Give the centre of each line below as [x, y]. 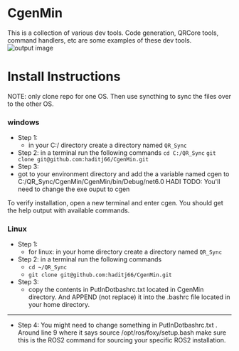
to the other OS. [31, 104]
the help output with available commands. [69, 210]
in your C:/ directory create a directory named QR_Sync [107, 145]
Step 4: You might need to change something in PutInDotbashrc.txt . [118, 325]
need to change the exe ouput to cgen [74, 189]
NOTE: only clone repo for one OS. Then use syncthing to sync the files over [119, 96]
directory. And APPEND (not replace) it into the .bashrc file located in [129, 297]
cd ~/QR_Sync [48, 268]
